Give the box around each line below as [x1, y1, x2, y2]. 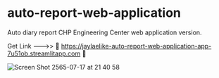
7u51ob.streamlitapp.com [7, 49, 81, 58]
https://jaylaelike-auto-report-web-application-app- [61, 41, 212, 50]
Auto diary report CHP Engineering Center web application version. [7, 28, 202, 37]
